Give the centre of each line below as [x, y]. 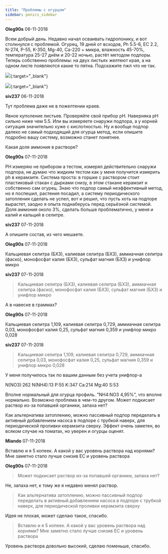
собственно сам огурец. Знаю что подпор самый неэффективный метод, [84, 188]
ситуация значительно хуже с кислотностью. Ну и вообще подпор [77, 126]
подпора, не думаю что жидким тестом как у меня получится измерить [83, 172]
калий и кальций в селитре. [35, 214]
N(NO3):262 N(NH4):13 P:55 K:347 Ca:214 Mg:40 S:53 [62, 384]
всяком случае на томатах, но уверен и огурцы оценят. [65, 431]
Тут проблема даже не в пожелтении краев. [53, 106]
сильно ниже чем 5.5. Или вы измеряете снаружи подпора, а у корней [81, 121]
